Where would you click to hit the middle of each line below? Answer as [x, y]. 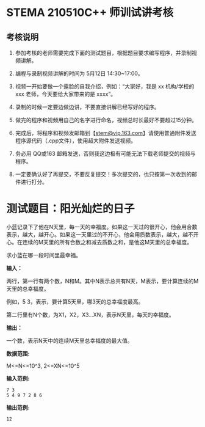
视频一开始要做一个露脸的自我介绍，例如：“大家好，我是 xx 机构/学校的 [105, 86]
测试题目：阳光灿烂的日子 [71, 209]
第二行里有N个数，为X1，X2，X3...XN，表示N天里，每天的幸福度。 [91, 315]
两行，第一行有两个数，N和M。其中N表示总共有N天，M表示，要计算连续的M [103, 281]
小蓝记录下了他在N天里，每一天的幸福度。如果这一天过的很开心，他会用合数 [102, 227]
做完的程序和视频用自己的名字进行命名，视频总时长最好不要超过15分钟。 [106, 120]
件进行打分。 [31, 182]
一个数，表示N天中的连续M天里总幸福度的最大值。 [70, 340]
